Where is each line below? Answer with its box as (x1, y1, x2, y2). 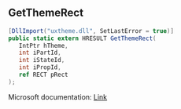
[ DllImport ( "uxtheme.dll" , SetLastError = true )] (8, 27, 175, 35)
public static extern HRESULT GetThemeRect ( (8, 35, 157, 42)
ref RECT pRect (18, 71, 68, 79)
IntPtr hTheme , (18, 42, 68, 49)
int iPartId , (18, 49, 61, 57)
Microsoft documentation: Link (8, 92, 108, 101)
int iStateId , (18, 56, 65, 64)
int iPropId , (18, 64, 61, 71)
